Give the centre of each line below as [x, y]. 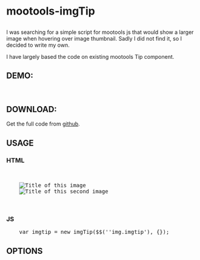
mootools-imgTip [51, 11]
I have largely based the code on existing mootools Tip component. [90, 56]
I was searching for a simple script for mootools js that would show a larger [100, 32]
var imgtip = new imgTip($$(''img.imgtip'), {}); [94, 232]
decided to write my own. [38, 45]
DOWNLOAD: [32, 109]
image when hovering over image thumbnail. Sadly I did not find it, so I [94, 38]
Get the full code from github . [43, 124]
